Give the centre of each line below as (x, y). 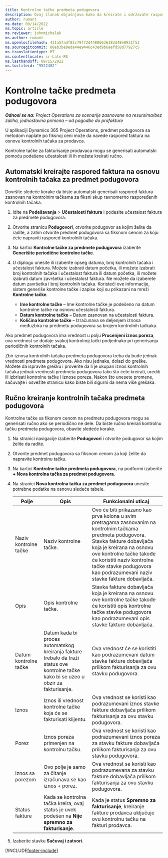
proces (51, 639)
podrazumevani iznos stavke (125, 703)
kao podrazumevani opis (121, 618)
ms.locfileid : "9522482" (31, 66)
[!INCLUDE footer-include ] (32, 850)
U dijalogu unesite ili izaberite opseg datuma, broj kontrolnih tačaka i (83, 262)
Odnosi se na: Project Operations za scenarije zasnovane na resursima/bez (84, 115)
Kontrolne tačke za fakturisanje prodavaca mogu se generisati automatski (81, 151)
